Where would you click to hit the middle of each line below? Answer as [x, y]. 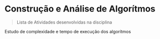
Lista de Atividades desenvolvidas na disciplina [64, 22]
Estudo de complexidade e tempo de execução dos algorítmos [68, 31]
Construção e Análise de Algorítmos [80, 9]
